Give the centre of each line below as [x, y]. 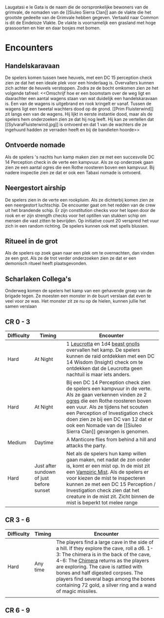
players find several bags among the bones [105, 579]
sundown [45, 472]
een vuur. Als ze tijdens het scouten [107, 407]
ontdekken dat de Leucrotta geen [104, 368]
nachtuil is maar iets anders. [98, 375]
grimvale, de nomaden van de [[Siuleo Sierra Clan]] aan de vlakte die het [78, 12]
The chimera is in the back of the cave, [106, 554]
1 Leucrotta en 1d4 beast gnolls [103, 344]
